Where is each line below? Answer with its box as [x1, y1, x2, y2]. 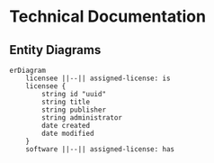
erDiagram [9, 66, 47, 75]
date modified [41, 129, 94, 138]
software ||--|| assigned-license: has [25, 145, 175, 154]
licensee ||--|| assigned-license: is [25, 74, 171, 83]
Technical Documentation [9, 6, 207, 27]
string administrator [41, 113, 123, 122]
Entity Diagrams [9, 42, 102, 58]
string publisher [41, 105, 106, 114]
